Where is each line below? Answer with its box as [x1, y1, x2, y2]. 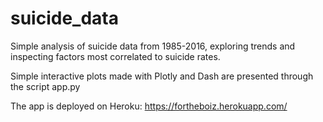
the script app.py [10, 80, 81, 92]
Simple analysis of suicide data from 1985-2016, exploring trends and [10, 40, 296, 52]
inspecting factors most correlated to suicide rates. [10, 50, 221, 62]
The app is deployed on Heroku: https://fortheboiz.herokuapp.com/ [10, 100, 288, 112]
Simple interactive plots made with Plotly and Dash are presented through [10, 70, 314, 82]
